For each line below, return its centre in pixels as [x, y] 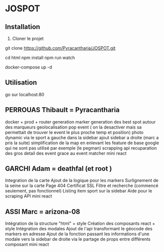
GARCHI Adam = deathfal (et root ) [58, 169]
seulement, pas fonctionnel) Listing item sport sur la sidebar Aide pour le [79, 191]
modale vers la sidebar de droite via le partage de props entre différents [78, 239]
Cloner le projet [28, 38]
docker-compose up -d [29, 67]
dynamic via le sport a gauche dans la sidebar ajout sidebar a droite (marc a [82, 137]
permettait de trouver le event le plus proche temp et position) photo [74, 132]
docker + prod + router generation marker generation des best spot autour [81, 122]
